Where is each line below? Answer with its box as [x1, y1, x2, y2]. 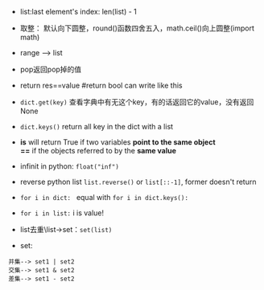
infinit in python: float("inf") [19, 161, 119, 171]
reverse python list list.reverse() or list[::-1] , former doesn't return [19, 177, 257, 186]
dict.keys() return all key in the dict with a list [19, 122, 174, 131]
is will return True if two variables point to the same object [19, 137, 216, 147]
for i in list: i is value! [19, 208, 105, 218]
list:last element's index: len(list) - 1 [19, 7, 137, 16]
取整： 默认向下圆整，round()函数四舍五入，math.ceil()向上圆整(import [19, 23, 255, 33]
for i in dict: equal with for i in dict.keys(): [19, 193, 189, 202]
